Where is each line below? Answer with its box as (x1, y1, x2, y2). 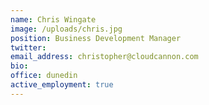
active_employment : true (10, 80, 114, 90)
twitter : (10, 42, 47, 53)
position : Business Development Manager (10, 33, 182, 43)
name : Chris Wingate (10, 14, 97, 25)
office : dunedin (10, 71, 78, 81)
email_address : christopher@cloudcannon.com (10, 52, 199, 62)
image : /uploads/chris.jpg (10, 24, 123, 34)
